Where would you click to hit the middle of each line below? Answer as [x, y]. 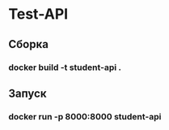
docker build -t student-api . [65, 67]
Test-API [38, 14]
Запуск [27, 93]
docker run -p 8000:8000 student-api [85, 116]
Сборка [28, 44]
